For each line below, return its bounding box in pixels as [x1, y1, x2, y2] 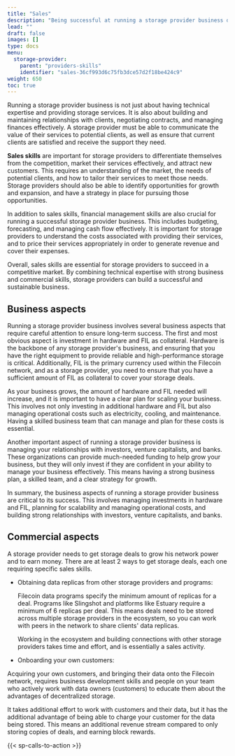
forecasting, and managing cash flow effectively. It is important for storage [7, 224, 222, 233]
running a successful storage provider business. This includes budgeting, [7, 217, 219, 226]
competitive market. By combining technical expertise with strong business [7, 268, 224, 276]
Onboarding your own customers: [17, 655, 115, 664]
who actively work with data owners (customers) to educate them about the [7, 684, 226, 692]
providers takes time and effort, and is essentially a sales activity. [17, 642, 206, 650]
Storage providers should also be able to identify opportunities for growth [7, 181, 219, 190]
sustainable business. [7, 283, 70, 291]
